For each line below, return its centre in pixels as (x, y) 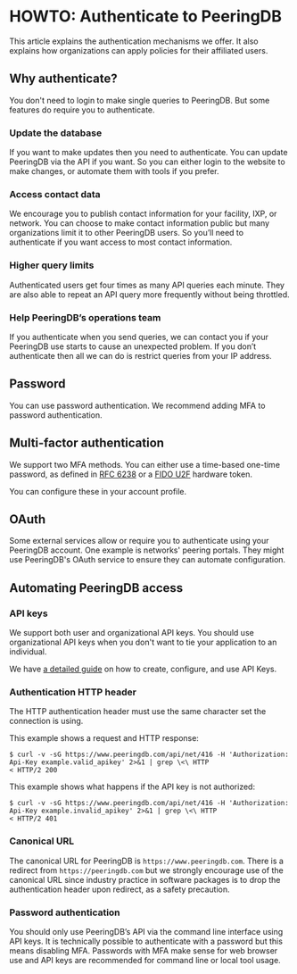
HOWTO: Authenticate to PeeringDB (146, 17)
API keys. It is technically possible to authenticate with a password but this (146, 941)
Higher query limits (52, 265)
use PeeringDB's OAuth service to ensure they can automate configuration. (148, 560)
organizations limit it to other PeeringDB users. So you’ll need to (126, 233)
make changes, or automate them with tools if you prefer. (115, 171)
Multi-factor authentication (87, 443)
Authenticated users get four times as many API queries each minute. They (147, 285)
